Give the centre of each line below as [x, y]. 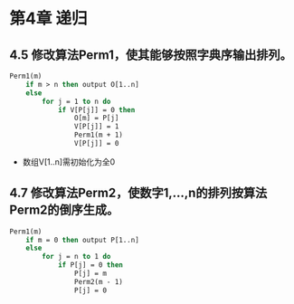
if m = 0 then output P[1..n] [83, 240]
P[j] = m [90, 274]
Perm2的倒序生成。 [64, 210]
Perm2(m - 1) [99, 281]
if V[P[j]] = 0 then [96, 109]
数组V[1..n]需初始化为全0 [69, 161]
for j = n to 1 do [76, 257]
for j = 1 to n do [76, 101]
